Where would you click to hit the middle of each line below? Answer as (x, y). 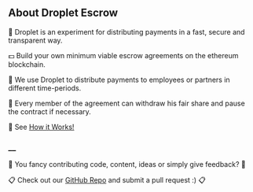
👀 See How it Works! (41, 127)
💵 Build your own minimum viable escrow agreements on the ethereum (123, 55)
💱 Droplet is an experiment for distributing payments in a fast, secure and (126, 31)
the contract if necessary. (50, 111)
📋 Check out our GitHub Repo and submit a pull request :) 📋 (107, 180)
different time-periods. (45, 88)
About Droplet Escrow (63, 13)
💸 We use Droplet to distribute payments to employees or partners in (119, 79)
